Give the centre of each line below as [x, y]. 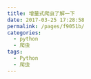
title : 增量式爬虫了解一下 [41, 13]
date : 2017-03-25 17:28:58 [46, 20]
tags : [15, 52]
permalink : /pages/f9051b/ [46, 26]
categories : [24, 33]
